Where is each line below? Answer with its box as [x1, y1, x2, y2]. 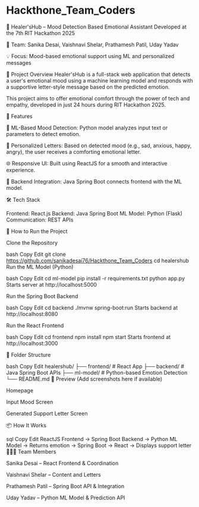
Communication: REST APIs [6, 216, 74, 223]
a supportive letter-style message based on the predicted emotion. [6, 83, 170, 90]
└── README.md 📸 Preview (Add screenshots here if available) [6, 375, 163, 382]
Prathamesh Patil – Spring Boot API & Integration [6, 482, 125, 490]
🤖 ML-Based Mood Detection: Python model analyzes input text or [6, 124, 168, 131]
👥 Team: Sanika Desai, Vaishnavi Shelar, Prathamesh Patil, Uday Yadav [6, 41, 179, 48]
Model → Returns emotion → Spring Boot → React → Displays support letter [6, 442, 192, 449]
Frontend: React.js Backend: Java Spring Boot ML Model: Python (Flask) [6, 210, 183, 217]
